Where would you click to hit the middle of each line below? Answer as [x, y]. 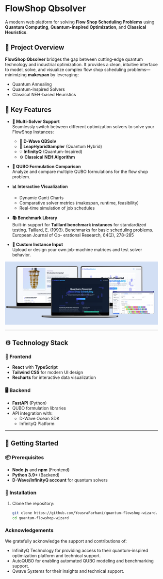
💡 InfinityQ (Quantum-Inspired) [51, 152]
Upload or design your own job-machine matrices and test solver [77, 249]
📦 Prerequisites [24, 458]
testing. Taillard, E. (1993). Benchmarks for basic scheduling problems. [83, 230]
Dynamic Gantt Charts [41, 198]
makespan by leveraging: [53, 75]
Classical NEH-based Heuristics [44, 94]
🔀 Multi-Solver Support [36, 121]
